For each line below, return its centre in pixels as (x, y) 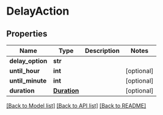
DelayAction (38, 11)
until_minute (28, 81)
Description (102, 51)
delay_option (28, 61)
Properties (27, 34)
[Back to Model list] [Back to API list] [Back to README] (76, 106)
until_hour (25, 71)
